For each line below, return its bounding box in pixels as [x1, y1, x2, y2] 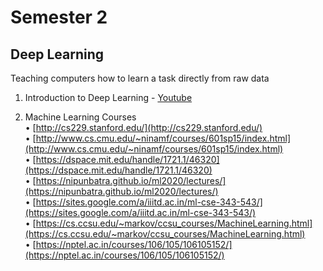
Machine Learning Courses [24, 111, 137, 123]
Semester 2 [10, 6, 108, 29]
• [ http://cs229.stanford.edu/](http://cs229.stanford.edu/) [24, 122, 263, 133]
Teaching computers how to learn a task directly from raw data [10, 72, 270, 84]
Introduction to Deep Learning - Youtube [24, 92, 193, 103]
